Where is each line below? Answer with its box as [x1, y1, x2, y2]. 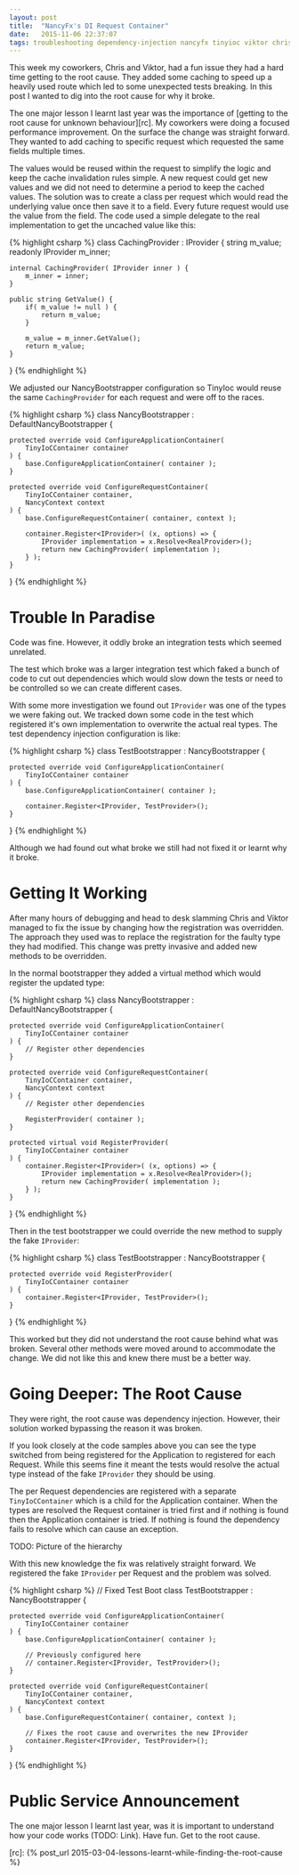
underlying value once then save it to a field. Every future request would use [9, 201, 289, 212]
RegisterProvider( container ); [25, 1115, 145, 1124]
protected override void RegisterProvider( [9, 1270, 174, 1279]
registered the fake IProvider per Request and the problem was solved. [9, 1568, 271, 1578]
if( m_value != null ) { [25, 303, 117, 312]
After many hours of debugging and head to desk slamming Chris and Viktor [9, 913, 289, 923]
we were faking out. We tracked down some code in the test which [9, 709, 254, 720]
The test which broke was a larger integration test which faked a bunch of [9, 664, 280, 675]
